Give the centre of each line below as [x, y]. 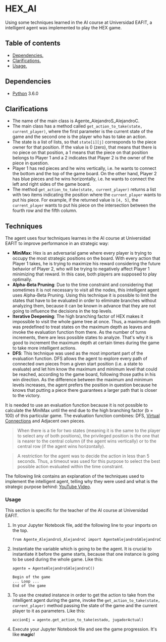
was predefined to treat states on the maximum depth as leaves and [82, 327]
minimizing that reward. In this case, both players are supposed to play [84, 274]
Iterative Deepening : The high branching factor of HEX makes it [78, 316]
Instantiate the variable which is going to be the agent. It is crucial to [82, 549]
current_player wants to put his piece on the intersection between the [84, 205]
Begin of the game [31, 577]
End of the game [29, 586]
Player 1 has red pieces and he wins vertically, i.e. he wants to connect [84, 168]
